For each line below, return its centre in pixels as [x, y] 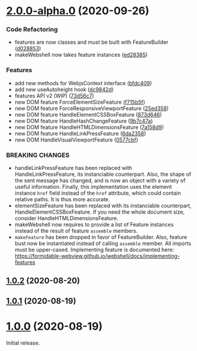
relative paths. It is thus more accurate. [62, 199]
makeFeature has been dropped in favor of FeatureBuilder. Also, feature [101, 237]
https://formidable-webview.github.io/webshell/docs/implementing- [97, 256]
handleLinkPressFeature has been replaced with [73, 168]
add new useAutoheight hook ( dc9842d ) [64, 89]
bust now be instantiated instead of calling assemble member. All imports [103, 243]
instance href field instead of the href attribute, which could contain [98, 193]
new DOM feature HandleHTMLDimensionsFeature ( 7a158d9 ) [89, 127]
